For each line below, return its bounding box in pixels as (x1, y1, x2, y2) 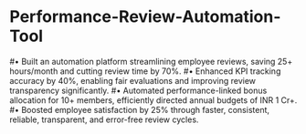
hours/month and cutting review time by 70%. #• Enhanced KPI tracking (9, 66, 281, 77)
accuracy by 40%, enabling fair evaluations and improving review (9, 75, 257, 86)
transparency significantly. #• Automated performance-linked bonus (9, 85, 268, 96)
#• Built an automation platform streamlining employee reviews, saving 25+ (9, 56, 293, 67)
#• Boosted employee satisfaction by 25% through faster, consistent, (9, 104, 270, 115)
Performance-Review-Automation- (9, 6, 281, 27)
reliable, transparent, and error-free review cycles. (9, 114, 199, 125)
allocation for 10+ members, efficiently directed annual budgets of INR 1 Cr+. (9, 94, 298, 106)
